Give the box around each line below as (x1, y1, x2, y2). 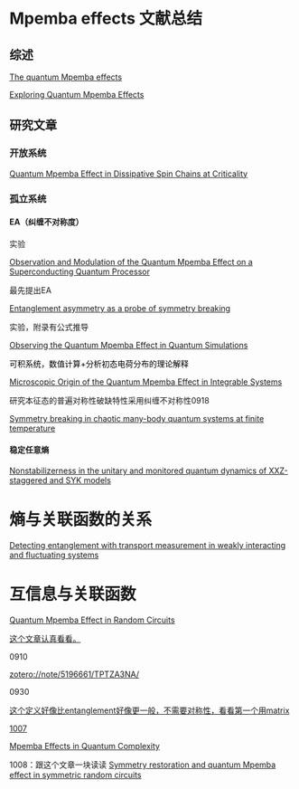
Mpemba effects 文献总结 (9, 8, 203, 29)
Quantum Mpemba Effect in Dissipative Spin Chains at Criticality (9, 168, 248, 179)
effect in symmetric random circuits (9, 769, 142, 780)
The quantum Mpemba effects (9, 71, 123, 82)
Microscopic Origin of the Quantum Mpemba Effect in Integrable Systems (9, 376, 283, 387)
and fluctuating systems (9, 549, 99, 560)
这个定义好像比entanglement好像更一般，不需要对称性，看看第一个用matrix (9, 705, 290, 716)
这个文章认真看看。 (9, 632, 81, 643)
